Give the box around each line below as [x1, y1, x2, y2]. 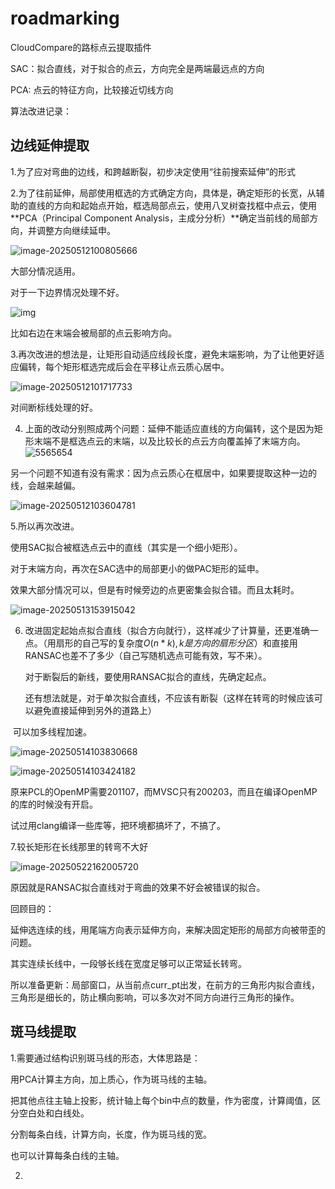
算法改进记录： [10, 105, 72, 117]
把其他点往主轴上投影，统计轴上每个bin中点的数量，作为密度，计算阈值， [10, 1094, 313, 1106]
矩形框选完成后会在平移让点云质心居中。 [62, 360, 230, 372]
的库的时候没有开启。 [10, 798, 98, 810]
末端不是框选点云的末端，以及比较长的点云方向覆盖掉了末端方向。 [33, 435, 306, 447]
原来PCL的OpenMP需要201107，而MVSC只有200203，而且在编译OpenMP [10, 785, 318, 797]
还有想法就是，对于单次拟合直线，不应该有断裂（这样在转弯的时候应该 [24, 692, 315, 704]
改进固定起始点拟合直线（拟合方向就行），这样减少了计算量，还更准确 [24, 624, 310, 636]
